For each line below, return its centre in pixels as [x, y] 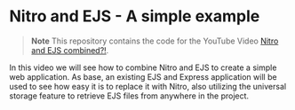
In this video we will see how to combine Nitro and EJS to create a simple [143, 67]
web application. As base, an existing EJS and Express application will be [143, 76]
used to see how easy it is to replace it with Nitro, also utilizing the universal [148, 86]
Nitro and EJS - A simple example [135, 16]
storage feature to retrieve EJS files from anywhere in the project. [129, 96]
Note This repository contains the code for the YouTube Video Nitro [155, 41]
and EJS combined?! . [70, 50]
